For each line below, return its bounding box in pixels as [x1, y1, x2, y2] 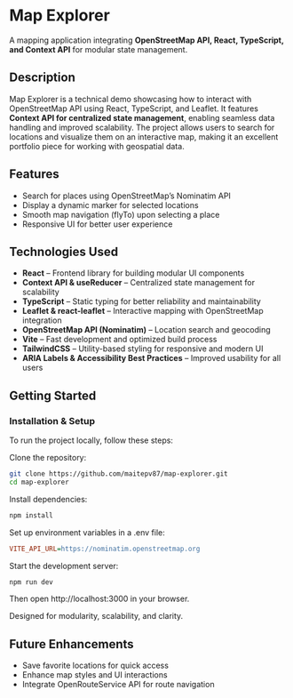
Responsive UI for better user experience [21, 219, 173, 229]
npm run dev [9, 577, 53, 587]
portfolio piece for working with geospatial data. [9, 140, 185, 151]
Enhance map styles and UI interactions [21, 670, 168, 680]
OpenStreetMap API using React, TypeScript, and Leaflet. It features [9, 103, 259, 114]
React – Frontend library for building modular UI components [21, 268, 245, 278]
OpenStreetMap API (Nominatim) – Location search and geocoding [21, 325, 271, 335]
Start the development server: [9, 560, 119, 571]
